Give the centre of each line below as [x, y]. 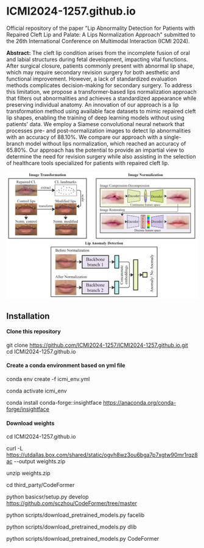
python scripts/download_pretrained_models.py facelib [76, 515]
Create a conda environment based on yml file [66, 365]
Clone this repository [33, 332]
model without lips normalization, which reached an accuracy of [106, 143]
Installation [28, 316]
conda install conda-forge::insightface [54, 402]
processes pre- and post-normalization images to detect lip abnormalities [99, 130]
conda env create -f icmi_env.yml [48, 379]
